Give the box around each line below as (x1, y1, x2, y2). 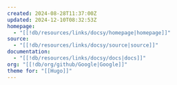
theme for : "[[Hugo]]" (7, 67, 72, 74)
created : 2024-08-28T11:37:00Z (7, 10, 97, 17)
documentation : (7, 49, 51, 56)
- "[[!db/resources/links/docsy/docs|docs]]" (13, 55, 147, 62)
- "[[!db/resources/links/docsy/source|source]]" (13, 42, 158, 49)
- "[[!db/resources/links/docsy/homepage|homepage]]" (13, 29, 171, 36)
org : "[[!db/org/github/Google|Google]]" (7, 61, 128, 68)
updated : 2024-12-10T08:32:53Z (7, 16, 97, 23)
